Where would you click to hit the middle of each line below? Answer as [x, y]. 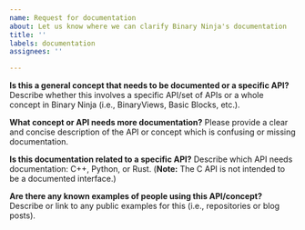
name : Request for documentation [73, 18]
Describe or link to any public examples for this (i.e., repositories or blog [145, 206]
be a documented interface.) [63, 179]
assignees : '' [36, 52]
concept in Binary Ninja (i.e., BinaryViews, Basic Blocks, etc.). [125, 105]
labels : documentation [52, 43]
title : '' [28, 35]
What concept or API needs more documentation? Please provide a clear [149, 123]
